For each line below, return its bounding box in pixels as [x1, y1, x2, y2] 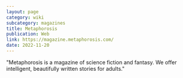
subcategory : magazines [6, 20, 66, 26]
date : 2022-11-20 [6, 43, 50, 49]
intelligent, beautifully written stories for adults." [6, 65, 125, 72]
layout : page [6, 8, 39, 15]
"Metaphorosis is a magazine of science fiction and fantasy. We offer [6, 58, 177, 66]
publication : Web [6, 31, 50, 37]
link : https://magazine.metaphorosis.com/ [6, 37, 114, 43]
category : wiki [6, 14, 44, 20]
